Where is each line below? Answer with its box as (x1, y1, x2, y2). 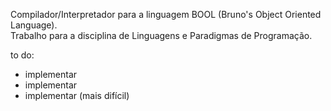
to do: (10, 49, 35, 61)
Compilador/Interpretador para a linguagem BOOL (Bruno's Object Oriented (10, 9, 322, 20)
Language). (10, 19, 58, 31)
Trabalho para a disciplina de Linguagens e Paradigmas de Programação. (10, 30, 313, 41)
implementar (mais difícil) (24, 90, 130, 101)
